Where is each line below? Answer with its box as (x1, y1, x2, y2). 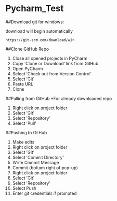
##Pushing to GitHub (5, 129, 47, 135)
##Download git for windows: (5, 19, 64, 25)
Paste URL (12, 81, 33, 87)
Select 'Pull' (12, 120, 37, 126)
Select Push (12, 185, 37, 191)
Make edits (12, 139, 35, 145)
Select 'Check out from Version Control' (12, 71, 92, 76)
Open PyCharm (12, 66, 43, 72)
